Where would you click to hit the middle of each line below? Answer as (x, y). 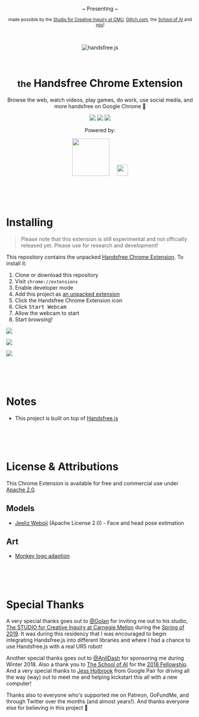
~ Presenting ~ (100, 9)
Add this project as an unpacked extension (67, 294)
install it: (16, 263)
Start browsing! (34, 319)
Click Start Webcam (41, 306)
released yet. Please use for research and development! (89, 245)
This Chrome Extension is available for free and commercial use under (92, 483)
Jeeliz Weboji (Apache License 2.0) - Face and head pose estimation (99, 522)
